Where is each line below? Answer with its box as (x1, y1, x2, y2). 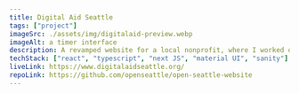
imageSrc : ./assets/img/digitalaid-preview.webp (9, 29, 193, 38)
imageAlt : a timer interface (9, 37, 117, 47)
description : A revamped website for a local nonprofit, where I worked (9, 46, 285, 55)
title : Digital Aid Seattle (9, 12, 114, 22)
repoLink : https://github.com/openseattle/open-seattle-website (9, 71, 253, 80)
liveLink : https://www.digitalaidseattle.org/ (9, 63, 185, 72)
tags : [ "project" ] (9, 21, 77, 30)
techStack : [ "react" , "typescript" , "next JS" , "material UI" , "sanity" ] (9, 54, 289, 63)
